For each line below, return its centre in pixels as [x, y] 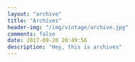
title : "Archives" [34, 21]
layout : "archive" [34, 14]
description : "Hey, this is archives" [65, 47]
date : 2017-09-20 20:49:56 [47, 41]
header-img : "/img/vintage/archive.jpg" [68, 27]
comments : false [31, 34]
